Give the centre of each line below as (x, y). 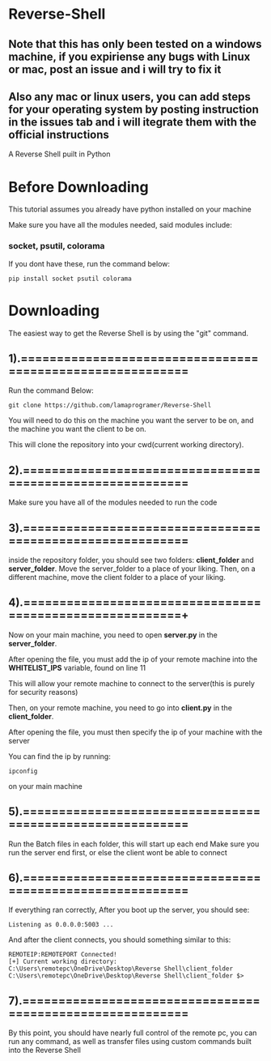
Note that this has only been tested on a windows (135, 44)
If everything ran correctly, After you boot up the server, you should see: (129, 910)
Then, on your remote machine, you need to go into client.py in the (121, 707)
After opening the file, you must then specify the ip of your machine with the (135, 732)
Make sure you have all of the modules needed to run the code (113, 502)
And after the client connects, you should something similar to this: (120, 940)
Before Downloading (78, 187)
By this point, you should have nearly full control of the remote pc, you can (133, 1033)
